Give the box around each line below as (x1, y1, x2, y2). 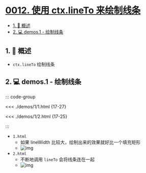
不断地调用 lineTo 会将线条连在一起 (20, 156, 95, 162)
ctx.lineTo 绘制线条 (12, 61, 55, 67)
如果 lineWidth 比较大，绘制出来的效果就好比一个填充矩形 (20, 139, 141, 145)
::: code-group (5, 94, 36, 100)
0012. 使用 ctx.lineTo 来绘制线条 (5, 5, 141, 16)
